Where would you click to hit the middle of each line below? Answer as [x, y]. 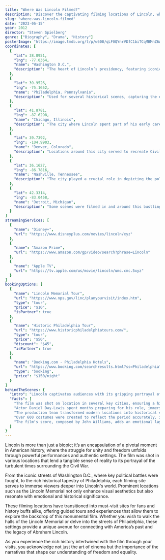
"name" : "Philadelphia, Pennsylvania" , [55, 92]
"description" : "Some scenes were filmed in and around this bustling [88, 207]
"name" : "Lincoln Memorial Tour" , [49, 294]
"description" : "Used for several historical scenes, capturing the [85, 97]
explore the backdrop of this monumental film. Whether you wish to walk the [82, 516]
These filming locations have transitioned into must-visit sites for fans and [80, 506]
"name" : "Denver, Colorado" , [44, 147]
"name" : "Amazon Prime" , [39, 248]
